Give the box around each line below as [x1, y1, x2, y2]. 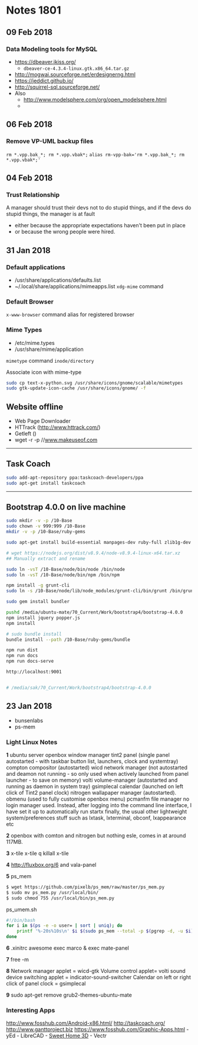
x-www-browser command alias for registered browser [6, 311, 134, 318]
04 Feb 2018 [6, 173, 53, 183]
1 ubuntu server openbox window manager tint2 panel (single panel [6, 751, 170, 758]
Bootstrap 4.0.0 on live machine [6, 502, 126, 512]
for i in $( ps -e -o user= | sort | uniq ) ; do [6, 923, 123, 929]
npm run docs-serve [6, 658, 54, 665]
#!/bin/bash [6, 917, 35, 923]
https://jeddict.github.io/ [14, 77, 74, 84]
